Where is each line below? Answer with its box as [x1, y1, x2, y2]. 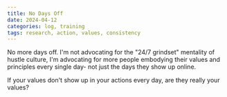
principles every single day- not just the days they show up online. [7, 63, 197, 71]
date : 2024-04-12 [7, 17, 57, 23]
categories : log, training [7, 23, 85, 30]
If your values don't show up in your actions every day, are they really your [7, 76, 220, 85]
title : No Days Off [7, 10, 64, 17]
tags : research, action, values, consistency [7, 29, 140, 36]
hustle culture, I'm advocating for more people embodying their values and [7, 56, 220, 64]
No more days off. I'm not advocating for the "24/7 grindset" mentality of [7, 48, 215, 56]
